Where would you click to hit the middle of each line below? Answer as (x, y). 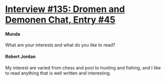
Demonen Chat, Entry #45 (60, 20)
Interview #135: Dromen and (65, 9)
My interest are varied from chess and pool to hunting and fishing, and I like (83, 67)
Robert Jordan (20, 56)
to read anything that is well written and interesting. (58, 73)
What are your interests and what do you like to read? (60, 45)
